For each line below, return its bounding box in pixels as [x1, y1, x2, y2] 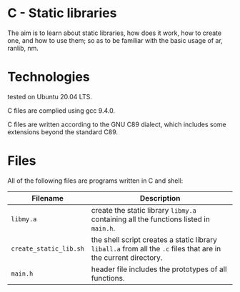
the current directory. [91, 252, 163, 262]
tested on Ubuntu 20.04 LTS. [7, 92, 93, 101]
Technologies [7, 69, 91, 85]
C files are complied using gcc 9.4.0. [7, 106, 116, 115]
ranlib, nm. [7, 44, 39, 52]
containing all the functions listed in [91, 214, 211, 224]
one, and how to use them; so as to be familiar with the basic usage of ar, [7, 36, 223, 44]
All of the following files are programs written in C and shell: [7, 176, 184, 185]
